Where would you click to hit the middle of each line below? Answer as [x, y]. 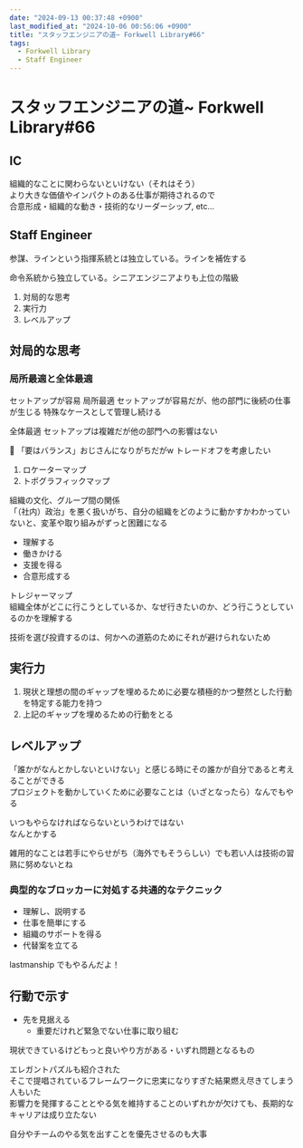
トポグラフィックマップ [66, 480]
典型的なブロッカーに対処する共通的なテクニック [116, 891]
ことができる [41, 781]
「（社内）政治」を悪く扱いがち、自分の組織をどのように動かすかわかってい [150, 511]
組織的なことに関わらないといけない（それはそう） [104, 183]
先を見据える [46, 1019]
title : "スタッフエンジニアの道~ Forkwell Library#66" [107, 34]
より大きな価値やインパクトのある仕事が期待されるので [112, 195]
